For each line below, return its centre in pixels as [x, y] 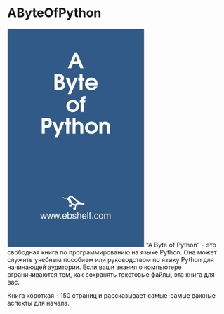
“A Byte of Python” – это [181, 245]
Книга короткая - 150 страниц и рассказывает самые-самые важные [112, 295]
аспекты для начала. [39, 303]
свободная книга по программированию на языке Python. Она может [112, 252]
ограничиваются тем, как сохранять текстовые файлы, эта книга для [111, 274]
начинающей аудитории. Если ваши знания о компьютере [95, 267]
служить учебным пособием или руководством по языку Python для [111, 259]
